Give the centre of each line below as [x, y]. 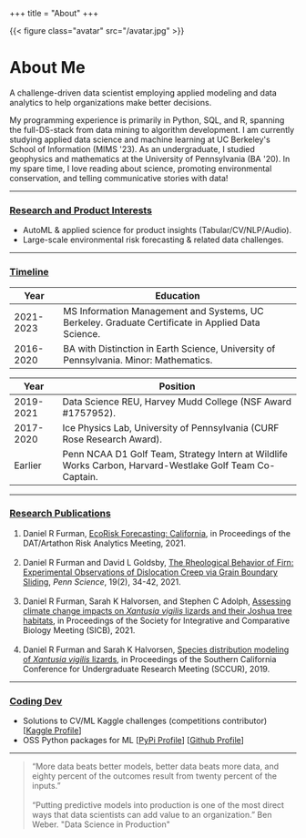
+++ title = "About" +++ [54, 13]
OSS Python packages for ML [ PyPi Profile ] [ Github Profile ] [133, 741]
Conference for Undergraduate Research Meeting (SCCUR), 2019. [146, 669]
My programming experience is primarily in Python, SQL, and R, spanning [147, 120]
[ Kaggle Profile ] [52, 731]
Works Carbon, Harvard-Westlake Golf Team [158, 465]
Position [177, 386]
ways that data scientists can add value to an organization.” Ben [152, 815]
